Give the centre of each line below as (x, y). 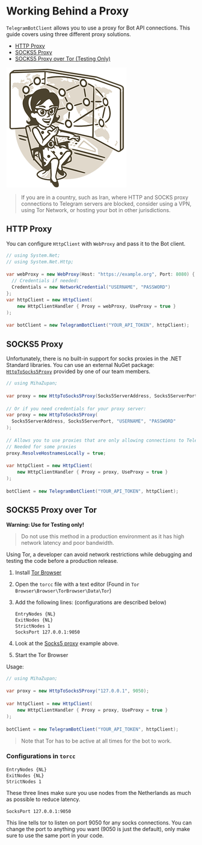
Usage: (15, 667)
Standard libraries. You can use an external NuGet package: (80, 365)
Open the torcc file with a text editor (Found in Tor (77, 584)
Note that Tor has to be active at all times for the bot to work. (96, 741)
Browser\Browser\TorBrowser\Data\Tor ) (63, 590)
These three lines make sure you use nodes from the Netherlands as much (99, 793)
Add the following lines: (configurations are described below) (90, 602)
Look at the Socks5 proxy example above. (67, 643)
